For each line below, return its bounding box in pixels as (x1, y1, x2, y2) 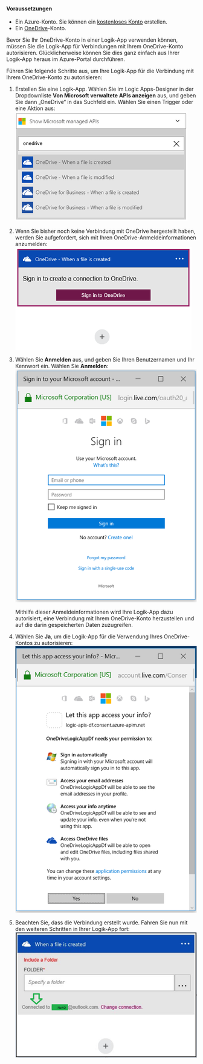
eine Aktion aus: (14, 105, 56, 112)
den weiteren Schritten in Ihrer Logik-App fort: (14, 925, 130, 932)
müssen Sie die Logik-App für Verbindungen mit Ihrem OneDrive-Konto (6, 43, 184, 50)
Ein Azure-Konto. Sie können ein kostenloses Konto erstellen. (14, 18, 168, 25)
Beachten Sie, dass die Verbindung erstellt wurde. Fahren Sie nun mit (14, 919, 188, 926)
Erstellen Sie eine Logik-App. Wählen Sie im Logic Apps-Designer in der (14, 85, 194, 93)
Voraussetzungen (6, 5, 53, 12)
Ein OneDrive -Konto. (14, 25, 66, 32)
